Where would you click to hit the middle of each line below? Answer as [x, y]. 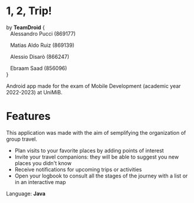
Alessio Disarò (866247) [40, 56]
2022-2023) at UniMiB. [34, 92]
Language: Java [26, 194]
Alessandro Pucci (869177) [43, 33]
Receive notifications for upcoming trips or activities [78, 169]
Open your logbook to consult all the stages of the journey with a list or [101, 176]
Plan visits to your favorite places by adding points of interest [89, 150]
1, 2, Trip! [29, 11]
